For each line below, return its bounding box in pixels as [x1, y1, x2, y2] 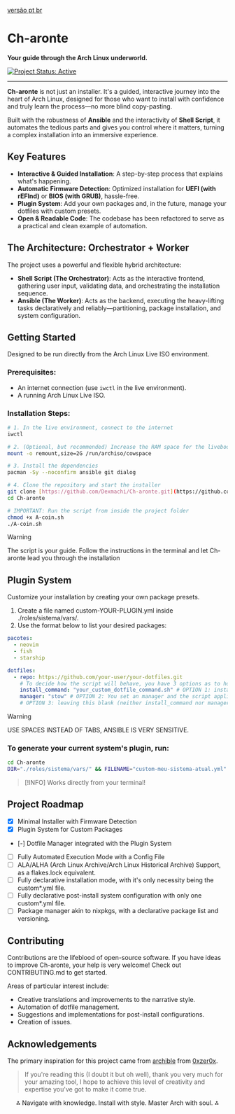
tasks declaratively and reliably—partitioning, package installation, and [17, 304, 222, 312]
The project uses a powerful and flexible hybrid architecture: [7, 260, 182, 269]
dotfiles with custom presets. [17, 207, 101, 215]
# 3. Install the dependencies [7, 462, 99, 470]
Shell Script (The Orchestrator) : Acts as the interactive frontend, [17, 274, 205, 282]
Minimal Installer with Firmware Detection [17, 817, 138, 826]
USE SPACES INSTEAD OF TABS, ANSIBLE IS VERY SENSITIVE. [7, 726, 190, 734]
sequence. [17, 288, 48, 297]
